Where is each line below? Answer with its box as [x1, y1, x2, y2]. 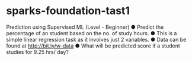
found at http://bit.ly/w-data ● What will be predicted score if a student [6, 42, 181, 49]
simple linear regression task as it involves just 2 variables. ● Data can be [6, 36, 187, 43]
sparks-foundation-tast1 [6, 4, 130, 18]
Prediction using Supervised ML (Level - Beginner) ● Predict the [6, 23, 164, 30]
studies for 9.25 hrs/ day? [6, 48, 69, 55]
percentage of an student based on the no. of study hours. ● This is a [6, 29, 177, 36]
